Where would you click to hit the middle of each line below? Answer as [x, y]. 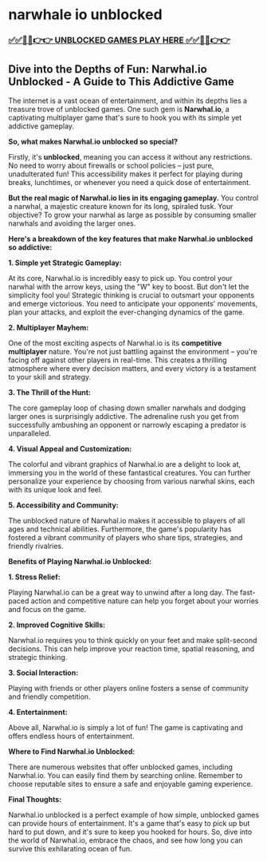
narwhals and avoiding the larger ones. [72, 223]
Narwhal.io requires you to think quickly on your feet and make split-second [133, 640]
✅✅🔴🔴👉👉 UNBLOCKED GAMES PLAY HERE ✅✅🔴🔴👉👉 [120, 40]
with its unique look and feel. [55, 489]
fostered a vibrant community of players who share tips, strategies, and [126, 537]
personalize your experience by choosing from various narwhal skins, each [132, 481]
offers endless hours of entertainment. [71, 736]
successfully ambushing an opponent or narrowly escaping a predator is [128, 425]
